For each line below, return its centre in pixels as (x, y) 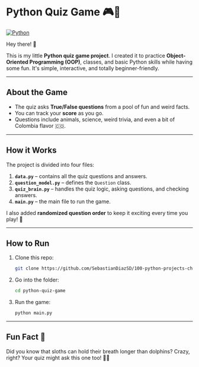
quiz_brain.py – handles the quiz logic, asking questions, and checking (102, 189)
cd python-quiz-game (40, 291)
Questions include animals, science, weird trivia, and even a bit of (95, 119)
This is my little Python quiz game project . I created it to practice (86, 55)
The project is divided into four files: (50, 164)
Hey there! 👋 (21, 44)
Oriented (17, 62)
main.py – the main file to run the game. (62, 201)
